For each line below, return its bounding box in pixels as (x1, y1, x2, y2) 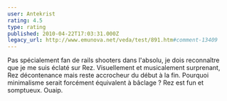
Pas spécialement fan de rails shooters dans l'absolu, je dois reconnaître (7, 56, 220, 64)
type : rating (7, 23, 46, 30)
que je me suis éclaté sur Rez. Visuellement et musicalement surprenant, (7, 64, 221, 72)
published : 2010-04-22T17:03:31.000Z (7, 30, 120, 37)
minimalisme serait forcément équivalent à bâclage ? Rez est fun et (7, 78, 204, 87)
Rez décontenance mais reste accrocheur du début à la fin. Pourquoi (7, 71, 209, 80)
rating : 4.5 (7, 17, 43, 24)
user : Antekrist (7, 10, 56, 18)
